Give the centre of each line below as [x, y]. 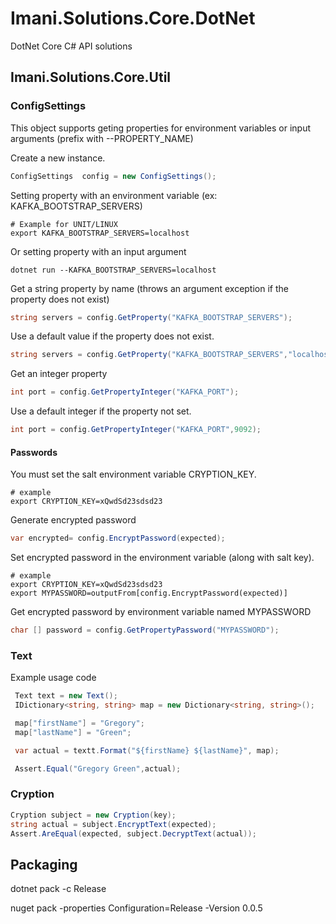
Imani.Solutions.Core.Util [91, 77]
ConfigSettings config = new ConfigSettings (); [113, 176]
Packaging [44, 864]
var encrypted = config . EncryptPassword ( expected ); [118, 538]
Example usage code [53, 678]
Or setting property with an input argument [98, 251]
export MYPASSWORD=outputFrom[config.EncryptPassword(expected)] [149, 593]
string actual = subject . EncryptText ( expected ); [113, 824]
